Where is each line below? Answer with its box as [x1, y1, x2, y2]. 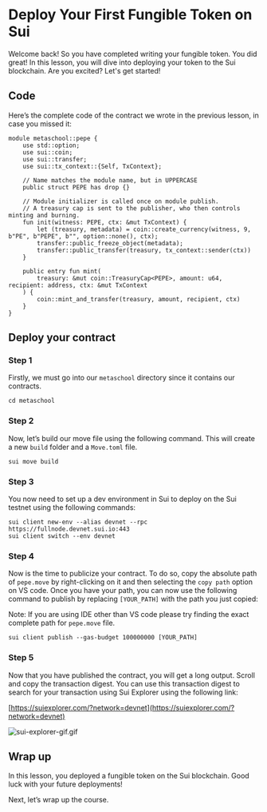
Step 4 [8, 550, 34, 561]
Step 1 [8, 355, 33, 366]
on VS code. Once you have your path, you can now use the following [8, 586, 238, 595]
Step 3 [8, 476, 34, 487]
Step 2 [8, 416, 34, 427]
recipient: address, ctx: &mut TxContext [8, 281, 148, 289]
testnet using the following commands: [8, 503, 136, 512]
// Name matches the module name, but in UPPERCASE [22, 176, 198, 185]
